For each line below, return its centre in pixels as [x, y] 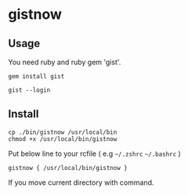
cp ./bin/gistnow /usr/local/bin [63, 132]
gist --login [29, 90]
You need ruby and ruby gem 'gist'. [65, 62]
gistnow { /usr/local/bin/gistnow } [68, 168]
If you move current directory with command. [81, 182]
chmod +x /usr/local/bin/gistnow [63, 139]
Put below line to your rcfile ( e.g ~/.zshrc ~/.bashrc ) [95, 153]
